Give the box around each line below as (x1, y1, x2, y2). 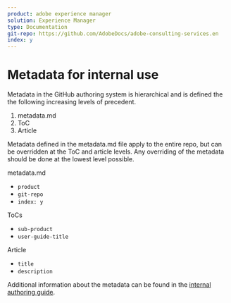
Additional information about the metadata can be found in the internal (7, 280, 211, 289)
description (17, 268, 53, 276)
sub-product (17, 226, 53, 233)
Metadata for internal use (7, 67, 159, 83)
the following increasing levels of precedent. (7, 98, 136, 106)
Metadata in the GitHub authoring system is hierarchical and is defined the (7, 90, 223, 99)
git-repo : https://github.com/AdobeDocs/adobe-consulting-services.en (7, 30, 219, 37)
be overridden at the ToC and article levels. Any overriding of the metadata (7, 147, 225, 156)
